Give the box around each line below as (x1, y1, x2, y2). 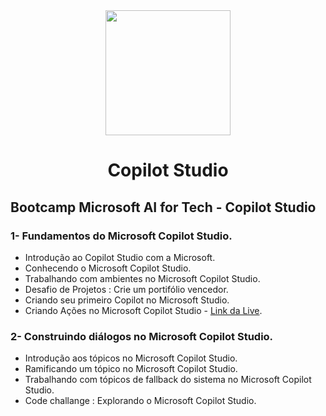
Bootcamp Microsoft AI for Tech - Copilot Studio (10, 199, 317, 216)
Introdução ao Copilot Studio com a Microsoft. (24, 251, 216, 263)
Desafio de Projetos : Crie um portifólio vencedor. (24, 283, 229, 295)
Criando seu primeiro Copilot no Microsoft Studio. (24, 294, 230, 306)
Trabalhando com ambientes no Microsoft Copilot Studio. (24, 272, 261, 284)
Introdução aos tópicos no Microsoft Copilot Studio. (24, 352, 238, 364)
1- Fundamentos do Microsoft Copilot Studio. (10, 229, 233, 243)
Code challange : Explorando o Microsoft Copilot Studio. (24, 395, 257, 407)
